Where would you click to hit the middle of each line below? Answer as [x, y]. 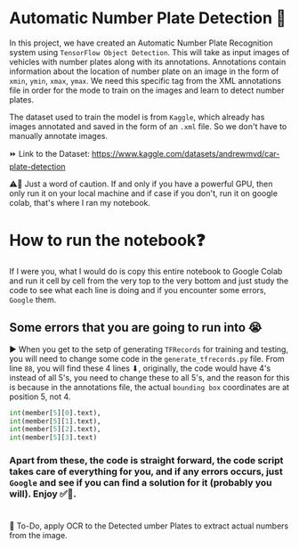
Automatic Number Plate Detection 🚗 [148, 18]
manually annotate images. [59, 135]
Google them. [33, 299]
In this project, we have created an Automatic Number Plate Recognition [141, 43]
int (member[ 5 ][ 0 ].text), [55, 413]
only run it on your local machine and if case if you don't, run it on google [144, 193]
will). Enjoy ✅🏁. [43, 494]
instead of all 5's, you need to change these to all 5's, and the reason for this [149, 377]
